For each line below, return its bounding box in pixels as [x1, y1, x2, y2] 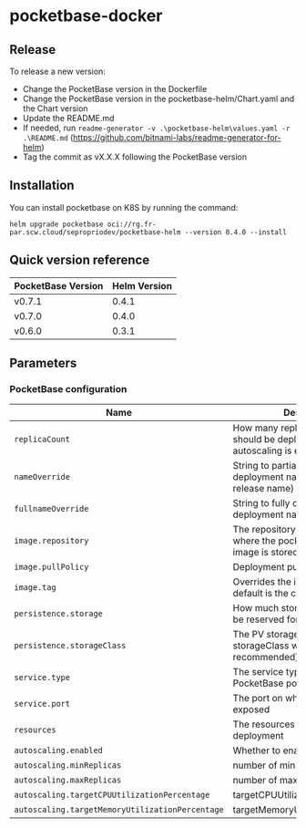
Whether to [232, 744, 280, 757]
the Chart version [22, 103, 88, 114]
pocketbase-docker [9, 5, 163, 26]
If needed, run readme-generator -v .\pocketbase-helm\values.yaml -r [22, 122, 291, 133]
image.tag [14, 583, 56, 593]
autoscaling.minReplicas [14, 761, 122, 771]
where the [232, 534, 276, 547]
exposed [232, 703, 270, 716]
